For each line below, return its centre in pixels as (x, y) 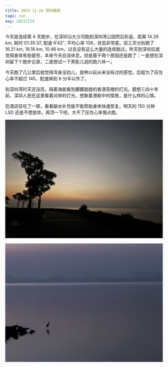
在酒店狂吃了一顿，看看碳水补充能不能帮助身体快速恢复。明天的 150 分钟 (80, 106)
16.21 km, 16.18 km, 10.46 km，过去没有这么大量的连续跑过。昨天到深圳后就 (82, 49)
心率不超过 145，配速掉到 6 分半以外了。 (47, 79)
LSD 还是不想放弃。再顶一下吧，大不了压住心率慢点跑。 (62, 112)
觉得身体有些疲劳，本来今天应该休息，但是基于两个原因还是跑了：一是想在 (82, 56)
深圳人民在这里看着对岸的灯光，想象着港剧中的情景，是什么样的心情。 (86, 96)
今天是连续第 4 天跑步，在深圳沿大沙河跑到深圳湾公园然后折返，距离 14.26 (82, 37)
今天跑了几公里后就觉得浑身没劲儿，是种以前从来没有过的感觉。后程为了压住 (84, 72)
